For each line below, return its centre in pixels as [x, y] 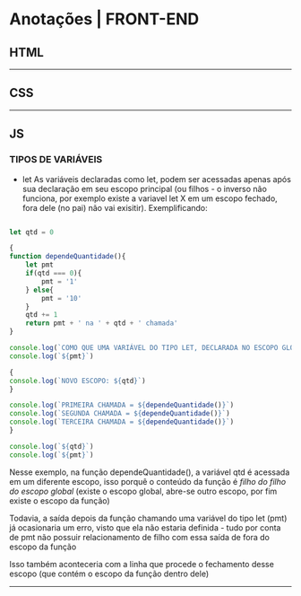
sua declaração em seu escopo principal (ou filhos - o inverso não [144, 188]
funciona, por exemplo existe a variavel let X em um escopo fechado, [150, 198]
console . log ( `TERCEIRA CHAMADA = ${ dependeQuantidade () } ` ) [122, 422]
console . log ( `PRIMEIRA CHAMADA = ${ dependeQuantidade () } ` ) [122, 405]
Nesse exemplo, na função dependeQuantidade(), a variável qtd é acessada [150, 472]
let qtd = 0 [31, 232]
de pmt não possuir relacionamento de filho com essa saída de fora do [140, 537]
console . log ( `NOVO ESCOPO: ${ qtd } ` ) [77, 381]
